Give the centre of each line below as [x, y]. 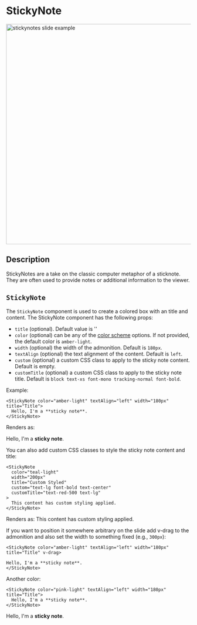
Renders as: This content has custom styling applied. [70, 519]
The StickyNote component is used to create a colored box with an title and [97, 311]
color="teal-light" [35, 472]
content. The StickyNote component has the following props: [80, 317]
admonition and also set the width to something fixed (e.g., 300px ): [86, 536]
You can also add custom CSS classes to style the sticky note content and [96, 450]
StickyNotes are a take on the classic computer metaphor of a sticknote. [93, 274]
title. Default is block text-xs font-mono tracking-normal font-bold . [98, 379]
